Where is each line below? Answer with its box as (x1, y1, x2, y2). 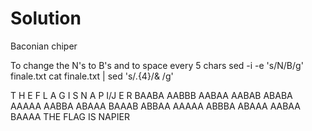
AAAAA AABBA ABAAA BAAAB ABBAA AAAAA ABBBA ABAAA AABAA (10, 100, 301, 112)
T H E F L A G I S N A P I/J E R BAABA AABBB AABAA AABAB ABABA (10, 89, 293, 101)
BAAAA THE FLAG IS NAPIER (10, 110, 130, 122)
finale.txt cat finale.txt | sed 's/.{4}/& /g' (10, 70, 174, 82)
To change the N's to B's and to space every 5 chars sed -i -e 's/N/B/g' (10, 59, 304, 71)
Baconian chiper (10, 40, 78, 52)
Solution (10, 7, 82, 30)
